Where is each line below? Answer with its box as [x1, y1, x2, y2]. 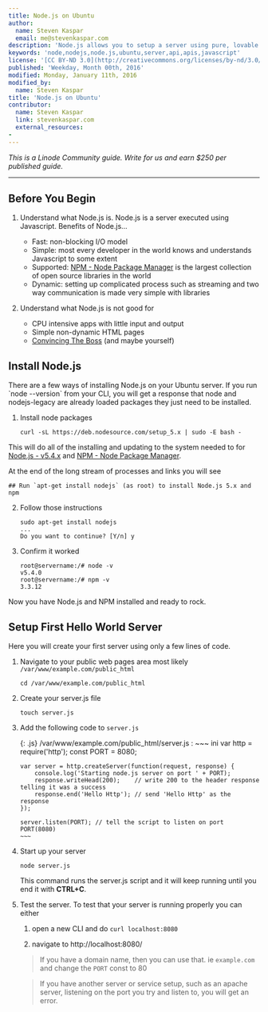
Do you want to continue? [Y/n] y [19, 533, 135, 541]
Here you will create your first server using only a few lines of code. [8, 642, 231, 651]
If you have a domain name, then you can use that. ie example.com [39, 955, 255, 965]
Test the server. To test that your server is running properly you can [19, 900, 242, 910]
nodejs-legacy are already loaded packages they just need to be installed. [8, 398, 252, 407]
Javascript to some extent [31, 254, 118, 264]
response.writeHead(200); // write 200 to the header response [34, 777, 260, 785]
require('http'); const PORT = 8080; [19, 747, 137, 757]
